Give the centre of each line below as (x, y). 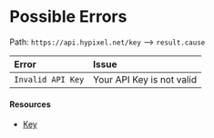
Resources (31, 104)
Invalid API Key (49, 79)
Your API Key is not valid (145, 79)
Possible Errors (68, 17)
